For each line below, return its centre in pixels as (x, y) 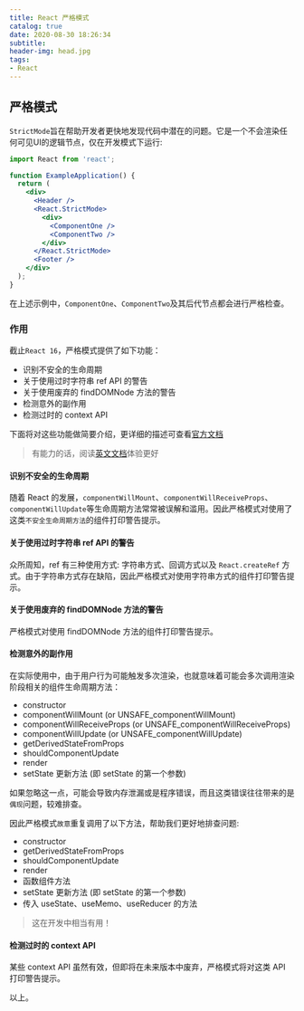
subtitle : (28, 43)
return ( (34, 184)
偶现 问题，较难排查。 (48, 804)
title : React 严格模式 (49, 18)
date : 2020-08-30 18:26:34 (60, 34)
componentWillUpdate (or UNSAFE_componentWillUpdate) (132, 733)
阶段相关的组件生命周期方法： (65, 687)
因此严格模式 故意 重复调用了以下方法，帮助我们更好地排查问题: (124, 823)
